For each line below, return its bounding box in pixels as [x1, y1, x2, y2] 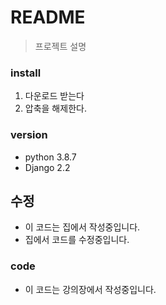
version [10, 128, 48, 142]
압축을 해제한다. [24, 102, 87, 115]
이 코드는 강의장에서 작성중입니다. [24, 283, 157, 295]
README [10, 6, 86, 29]
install [10, 66, 42, 80]
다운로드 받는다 [24, 90, 85, 102]
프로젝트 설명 [34, 40, 87, 52]
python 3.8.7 [24, 151, 77, 163]
